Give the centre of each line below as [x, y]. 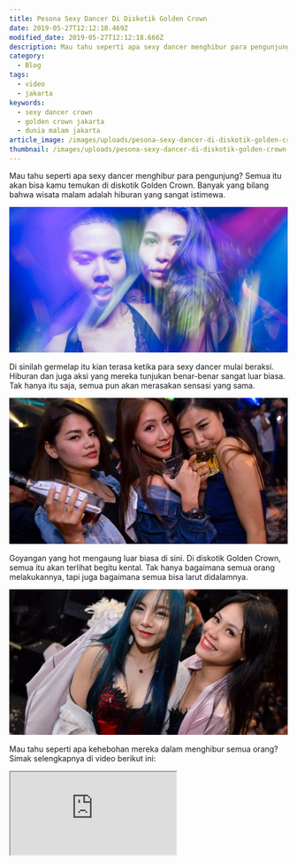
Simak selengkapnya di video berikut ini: [83, 758]
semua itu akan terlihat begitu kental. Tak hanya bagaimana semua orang [142, 568]
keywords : [27, 103]
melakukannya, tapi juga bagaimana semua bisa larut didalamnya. [129, 576]
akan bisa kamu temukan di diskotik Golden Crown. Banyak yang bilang [139, 185]
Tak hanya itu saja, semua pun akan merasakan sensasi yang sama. [132, 386]
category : [27, 56]
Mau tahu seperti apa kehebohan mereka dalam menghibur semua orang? [144, 749]
